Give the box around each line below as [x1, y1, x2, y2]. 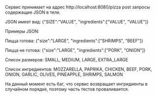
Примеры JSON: [5, 28, 40, 34]
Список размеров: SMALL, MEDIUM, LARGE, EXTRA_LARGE [5, 57, 128, 63]
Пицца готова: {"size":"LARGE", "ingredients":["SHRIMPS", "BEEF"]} [5, 38, 143, 44]
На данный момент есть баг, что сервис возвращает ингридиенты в [5, 81, 148, 87]
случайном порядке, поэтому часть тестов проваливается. [5, 86, 129, 92]
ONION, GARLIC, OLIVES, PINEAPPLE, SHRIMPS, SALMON [5, 72, 123, 77]
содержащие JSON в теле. [5, 9, 61, 15]
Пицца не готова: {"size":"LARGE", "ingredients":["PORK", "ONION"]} [5, 48, 146, 53]
